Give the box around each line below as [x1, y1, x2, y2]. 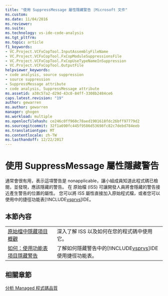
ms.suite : [5, 26, 26, 31]
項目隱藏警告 [7, 252, 38, 259]
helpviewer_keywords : [5, 68, 50, 73]
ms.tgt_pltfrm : [5, 35, 37, 40]
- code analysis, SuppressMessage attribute [5, 86, 99, 91]
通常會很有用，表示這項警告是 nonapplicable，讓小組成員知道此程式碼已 [5, 178, 154, 184]
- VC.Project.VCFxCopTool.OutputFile [5, 63, 84, 68]
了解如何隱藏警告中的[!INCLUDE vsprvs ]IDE [56, 245, 158, 252]
